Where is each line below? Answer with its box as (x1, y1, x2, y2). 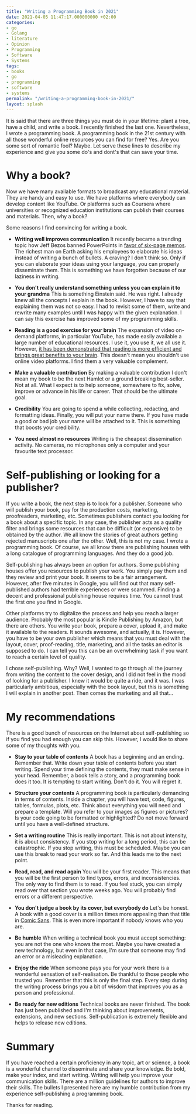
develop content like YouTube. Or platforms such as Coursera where (6, 200, 171, 208)
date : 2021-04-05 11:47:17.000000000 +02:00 (6, 14, 116, 20)
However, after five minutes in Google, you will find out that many (6, 580, 164, 587)
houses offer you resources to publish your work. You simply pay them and (6, 567, 187, 574)
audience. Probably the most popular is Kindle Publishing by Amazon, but (6, 616, 183, 623)
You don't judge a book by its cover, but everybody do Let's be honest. (14, 904, 189, 911)
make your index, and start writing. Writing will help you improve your (6, 1072, 173, 1079)
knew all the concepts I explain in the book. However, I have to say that (14, 297, 185, 304)
